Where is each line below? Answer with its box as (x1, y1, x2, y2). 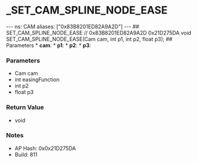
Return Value (6, 104, 44, 112)
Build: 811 (14, 151, 38, 158)
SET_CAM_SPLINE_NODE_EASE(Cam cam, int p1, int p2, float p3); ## (6, 35, 173, 42)
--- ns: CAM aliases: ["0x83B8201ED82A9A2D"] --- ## (6, 23, 139, 30)
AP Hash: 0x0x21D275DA (14, 145, 76, 152)
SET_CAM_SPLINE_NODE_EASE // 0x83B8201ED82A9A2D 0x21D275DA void (6, 29, 192, 36)
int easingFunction (14, 76, 60, 83)
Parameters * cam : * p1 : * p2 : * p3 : (6, 42, 91, 49)
